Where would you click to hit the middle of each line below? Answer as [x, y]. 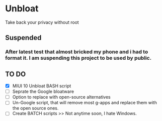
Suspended [23, 38]
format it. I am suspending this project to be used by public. [78, 58]
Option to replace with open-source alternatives [61, 97]
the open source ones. [35, 108]
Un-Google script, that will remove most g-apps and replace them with [85, 103]
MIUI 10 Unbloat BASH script [41, 86]
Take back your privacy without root [42, 22]
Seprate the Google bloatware [43, 91]
